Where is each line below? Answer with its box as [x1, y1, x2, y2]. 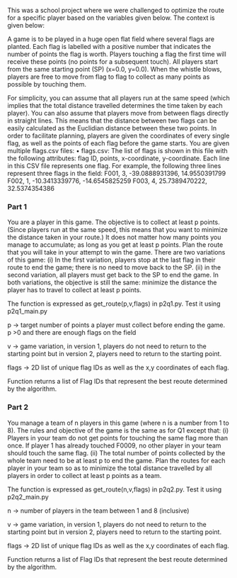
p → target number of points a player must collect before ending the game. [7, 321, 226, 329]
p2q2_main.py [7, 492, 50, 501]
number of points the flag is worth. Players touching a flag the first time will [7, 50, 226, 58]
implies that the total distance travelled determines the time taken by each [7, 101, 223, 109]
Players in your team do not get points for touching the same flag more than [7, 433, 229, 442]
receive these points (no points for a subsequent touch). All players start [7, 57, 219, 66]
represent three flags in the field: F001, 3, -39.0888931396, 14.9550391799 [7, 169, 226, 177]
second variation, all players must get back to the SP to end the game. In [7, 271, 219, 279]
